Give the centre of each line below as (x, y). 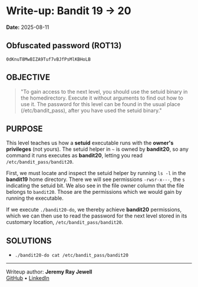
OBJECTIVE (28, 77)
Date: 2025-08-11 (28, 27)
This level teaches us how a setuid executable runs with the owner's (90, 143)
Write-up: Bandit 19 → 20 (69, 11)
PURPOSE (24, 129)
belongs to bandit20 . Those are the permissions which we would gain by (94, 192)
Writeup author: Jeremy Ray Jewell (49, 272)
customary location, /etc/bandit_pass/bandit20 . (65, 222)
